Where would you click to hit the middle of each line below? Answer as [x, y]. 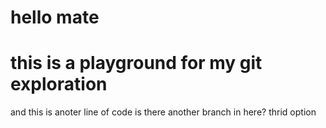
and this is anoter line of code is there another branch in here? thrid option [163, 112]
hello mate [55, 17]
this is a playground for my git [136, 63]
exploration [59, 84]
